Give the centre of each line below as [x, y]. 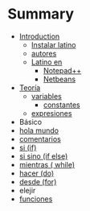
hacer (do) [37, 173]
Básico [30, 122]
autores [44, 53]
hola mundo [39, 130]
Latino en [47, 62]
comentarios [40, 139]
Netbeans [59, 79]
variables [46, 96]
